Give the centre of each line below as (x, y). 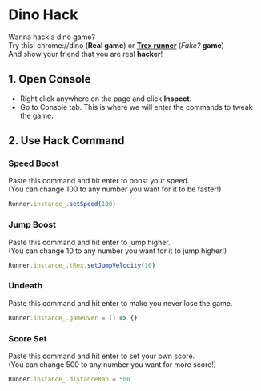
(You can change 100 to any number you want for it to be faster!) (115, 189)
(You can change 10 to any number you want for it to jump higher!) (118, 251)
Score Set (28, 338)
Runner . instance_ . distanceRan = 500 (69, 379)
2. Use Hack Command (66, 141)
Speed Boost (34, 163)
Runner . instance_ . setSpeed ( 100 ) (62, 204)
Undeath (26, 286)
